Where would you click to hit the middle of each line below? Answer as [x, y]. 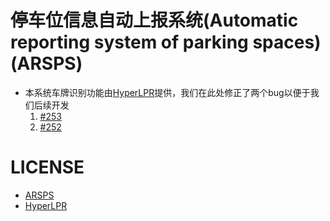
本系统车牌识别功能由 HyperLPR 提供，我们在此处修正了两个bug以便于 [167, 92]
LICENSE [47, 167]
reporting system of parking [129, 42]
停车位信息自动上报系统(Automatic [154, 20]
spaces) [287, 42]
